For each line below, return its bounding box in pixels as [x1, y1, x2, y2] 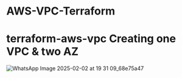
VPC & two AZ [6, 45, 79, 59]
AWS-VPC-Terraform [6, 4, 116, 18]
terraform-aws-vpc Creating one [6, 32, 177, 46]
